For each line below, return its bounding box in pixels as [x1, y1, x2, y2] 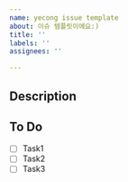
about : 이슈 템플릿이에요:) [9, 22, 100, 31]
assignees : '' [9, 47, 63, 56]
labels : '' [9, 38, 50, 48]
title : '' [9, 30, 47, 39]
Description [9, 88, 77, 104]
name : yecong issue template [9, 13, 119, 23]
